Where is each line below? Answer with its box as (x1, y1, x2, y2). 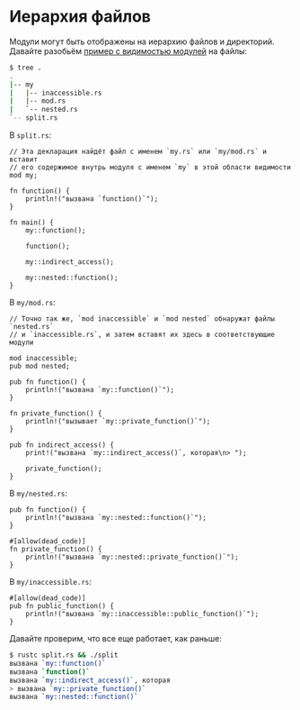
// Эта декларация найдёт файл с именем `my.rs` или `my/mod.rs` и (9, 147, 268, 157)
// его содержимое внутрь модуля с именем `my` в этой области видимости (9, 163, 292, 172)
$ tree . (9, 63, 42, 72)
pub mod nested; (9, 362, 70, 371)
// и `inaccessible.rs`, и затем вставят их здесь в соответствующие (9, 331, 276, 340)
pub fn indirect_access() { (9, 441, 115, 450)
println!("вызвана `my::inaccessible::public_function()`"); (25, 610, 259, 619)
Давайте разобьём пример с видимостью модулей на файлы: (9, 45, 248, 56)
